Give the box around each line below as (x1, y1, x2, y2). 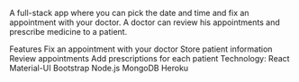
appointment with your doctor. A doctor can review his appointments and (9, 17, 281, 28)
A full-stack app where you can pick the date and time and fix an (9, 8, 249, 18)
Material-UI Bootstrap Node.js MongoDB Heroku (9, 62, 189, 73)
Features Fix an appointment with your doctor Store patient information (9, 44, 273, 54)
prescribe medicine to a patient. (9, 27, 128, 37)
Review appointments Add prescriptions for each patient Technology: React (9, 53, 290, 63)
